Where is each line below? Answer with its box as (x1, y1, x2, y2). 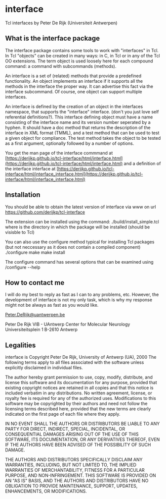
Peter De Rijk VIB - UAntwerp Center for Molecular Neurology (5, 321, 130, 328)
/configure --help (5, 264, 41, 270)
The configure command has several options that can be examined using (5, 259, 154, 265)
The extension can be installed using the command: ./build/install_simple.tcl (5, 219, 159, 224)
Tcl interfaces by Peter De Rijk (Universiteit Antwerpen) (5, 20, 118, 26)
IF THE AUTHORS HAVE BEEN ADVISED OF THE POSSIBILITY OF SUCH (5, 442, 151, 448)
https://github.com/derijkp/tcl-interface (5, 209, 85, 215)
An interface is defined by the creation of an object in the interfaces (5, 103, 143, 110)
